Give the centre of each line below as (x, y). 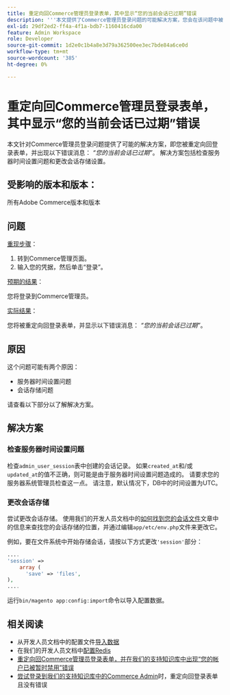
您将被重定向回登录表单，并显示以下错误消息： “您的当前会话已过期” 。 (107, 326)
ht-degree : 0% (27, 64)
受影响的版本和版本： (52, 185)
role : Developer (30, 39)
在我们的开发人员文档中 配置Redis (64, 650)
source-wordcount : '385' (42, 58)
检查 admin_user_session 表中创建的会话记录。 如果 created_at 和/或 (100, 465)
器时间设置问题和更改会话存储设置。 (58, 161)
